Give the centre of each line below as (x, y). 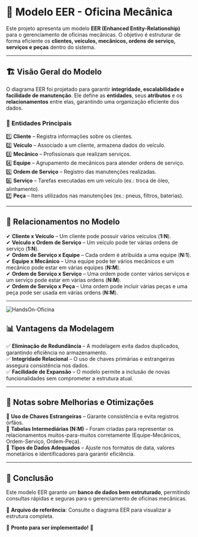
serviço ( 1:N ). (23, 248)
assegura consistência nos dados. (48, 365)
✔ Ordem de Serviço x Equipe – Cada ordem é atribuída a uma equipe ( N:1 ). (99, 255)
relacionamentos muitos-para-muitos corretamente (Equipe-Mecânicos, (94, 435)
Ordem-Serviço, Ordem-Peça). (44, 442)
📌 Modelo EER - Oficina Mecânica (89, 12)
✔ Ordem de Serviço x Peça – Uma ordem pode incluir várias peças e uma (97, 286)
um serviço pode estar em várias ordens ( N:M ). (64, 280)
